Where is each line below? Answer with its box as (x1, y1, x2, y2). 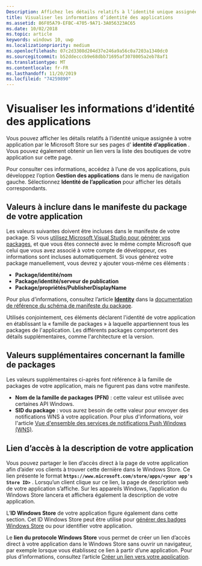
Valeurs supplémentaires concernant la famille (6, 350, 185, 361)
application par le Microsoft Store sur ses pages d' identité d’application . (6, 141, 190, 148)
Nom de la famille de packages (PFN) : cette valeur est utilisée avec (14, 394, 185, 401)
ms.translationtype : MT (6, 59, 66, 65)
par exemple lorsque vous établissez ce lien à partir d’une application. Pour (6, 546, 192, 554)
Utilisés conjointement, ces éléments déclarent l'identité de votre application (6, 314, 195, 321)
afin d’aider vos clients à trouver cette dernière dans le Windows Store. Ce (6, 465, 191, 473)
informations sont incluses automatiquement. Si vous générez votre (6, 253, 174, 260)
